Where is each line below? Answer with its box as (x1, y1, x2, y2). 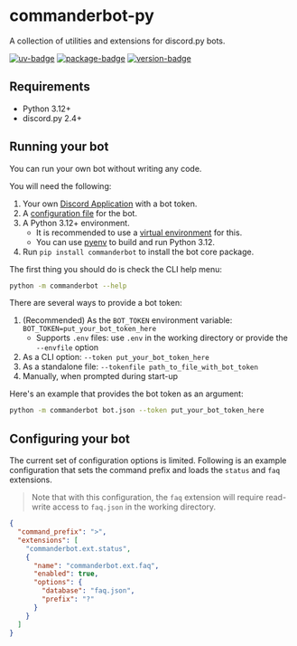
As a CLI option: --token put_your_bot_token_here (22, 352, 209, 363)
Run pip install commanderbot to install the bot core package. (22, 246, 255, 257)
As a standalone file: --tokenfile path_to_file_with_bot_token (22, 361, 259, 372)
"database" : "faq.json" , (42, 586, 135, 595)
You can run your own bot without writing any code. (9, 163, 202, 174)
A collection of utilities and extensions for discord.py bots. (9, 35, 226, 46)
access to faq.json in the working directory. (52, 501, 217, 512)
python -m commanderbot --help (9, 281, 127, 290)
